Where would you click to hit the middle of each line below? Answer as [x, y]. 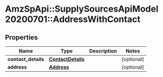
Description [103, 51]
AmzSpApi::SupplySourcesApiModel [82, 9]
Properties [21, 37]
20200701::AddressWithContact [73, 19]
